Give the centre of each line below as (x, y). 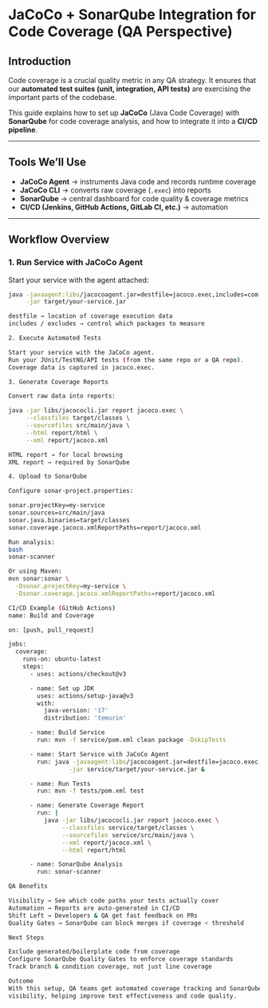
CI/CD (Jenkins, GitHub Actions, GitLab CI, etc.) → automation (124, 207)
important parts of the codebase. (63, 97)
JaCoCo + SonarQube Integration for (132, 15)
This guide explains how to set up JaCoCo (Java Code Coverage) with (124, 113)
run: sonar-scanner (69, 872)
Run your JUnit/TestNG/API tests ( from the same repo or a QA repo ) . (126, 360)
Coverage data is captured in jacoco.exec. (82, 367)
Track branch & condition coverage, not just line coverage (110, 967)
